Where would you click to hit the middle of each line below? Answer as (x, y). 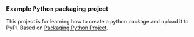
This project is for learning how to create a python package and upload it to (97, 22)
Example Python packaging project (57, 9)
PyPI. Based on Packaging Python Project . (57, 28)
